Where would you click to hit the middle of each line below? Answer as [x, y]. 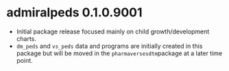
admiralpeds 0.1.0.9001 [74, 13]
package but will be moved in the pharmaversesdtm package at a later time [119, 53]
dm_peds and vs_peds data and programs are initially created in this [109, 46]
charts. [26, 38]
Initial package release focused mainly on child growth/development [113, 31]
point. [25, 60]
